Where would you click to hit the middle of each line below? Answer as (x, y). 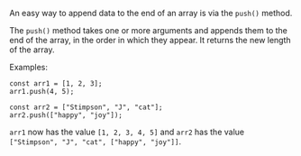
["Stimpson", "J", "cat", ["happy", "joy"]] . (96, 142)
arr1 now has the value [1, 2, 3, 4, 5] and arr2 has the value (127, 132)
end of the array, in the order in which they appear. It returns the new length (150, 40)
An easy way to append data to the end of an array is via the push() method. (151, 13)
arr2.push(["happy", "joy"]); (66, 115)
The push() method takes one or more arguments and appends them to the (149, 30)
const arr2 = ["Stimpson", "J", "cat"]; (87, 107)
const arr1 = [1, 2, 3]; (56, 84)
